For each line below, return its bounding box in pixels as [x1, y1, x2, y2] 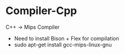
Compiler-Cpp [5, 4, 78, 18]
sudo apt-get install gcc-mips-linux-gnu [14, 41, 112, 48]
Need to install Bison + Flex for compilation [14, 35, 119, 42]
